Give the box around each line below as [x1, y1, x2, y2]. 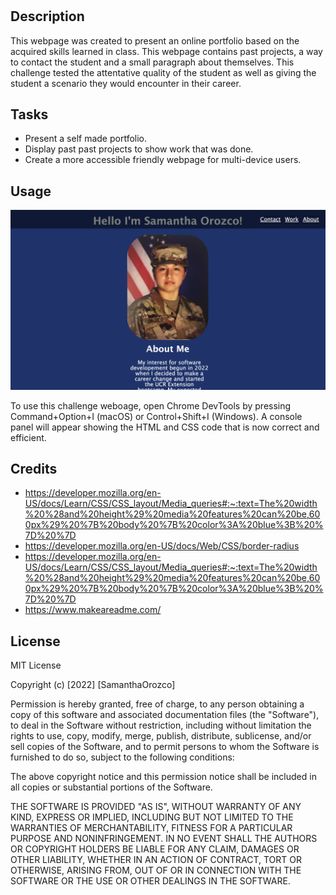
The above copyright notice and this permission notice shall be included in [10, 771, 317, 783]
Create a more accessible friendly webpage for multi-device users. [24, 154, 302, 166]
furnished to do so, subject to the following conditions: [10, 751, 235, 763]
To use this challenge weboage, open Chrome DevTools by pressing [10, 399, 292, 412]
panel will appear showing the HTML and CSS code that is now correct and [10, 421, 320, 433]
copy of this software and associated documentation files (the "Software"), [10, 709, 320, 721]
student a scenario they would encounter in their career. [10, 77, 242, 89]
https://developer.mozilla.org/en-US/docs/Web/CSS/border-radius [24, 540, 300, 552]
